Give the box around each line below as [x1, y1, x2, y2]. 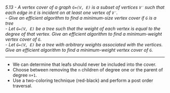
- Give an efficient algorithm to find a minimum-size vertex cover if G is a [5, 15, 157, 21]
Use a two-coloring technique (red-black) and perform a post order [12, 77, 153, 83]
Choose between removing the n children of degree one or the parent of [12, 67, 163, 72]
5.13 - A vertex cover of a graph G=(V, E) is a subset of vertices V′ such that [5, 5, 165, 10]
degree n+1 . [12, 72, 37, 78]
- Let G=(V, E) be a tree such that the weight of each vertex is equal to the [5, 26, 161, 32]
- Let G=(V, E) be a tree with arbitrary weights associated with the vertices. [5, 42, 163, 47]
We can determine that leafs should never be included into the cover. [12, 61, 157, 67]
